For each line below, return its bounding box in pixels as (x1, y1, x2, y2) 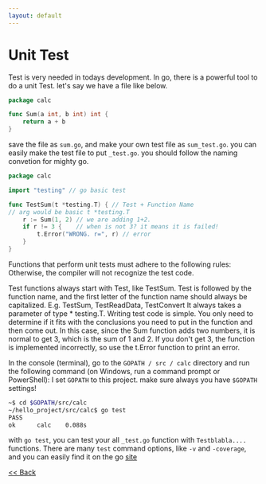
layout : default (8, 11, 62, 20)
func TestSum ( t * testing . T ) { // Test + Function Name (8, 201, 194, 209)
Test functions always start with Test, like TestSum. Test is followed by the (8, 283, 252, 293)
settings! (8, 383, 37, 392)
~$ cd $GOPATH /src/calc (8, 399, 88, 407)
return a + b (22, 118, 66, 126)
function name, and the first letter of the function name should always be (8, 291, 248, 301)
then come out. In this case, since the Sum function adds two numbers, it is (8, 326, 256, 335)
